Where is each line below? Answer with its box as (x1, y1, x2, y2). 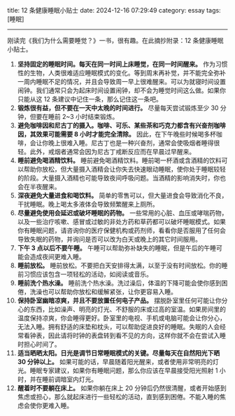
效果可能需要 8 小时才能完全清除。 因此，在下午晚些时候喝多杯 (36, 130, 217, 138)
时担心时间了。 (17, 340, 61, 348)
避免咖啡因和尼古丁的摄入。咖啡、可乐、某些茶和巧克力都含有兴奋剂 (17, 121, 214, 130)
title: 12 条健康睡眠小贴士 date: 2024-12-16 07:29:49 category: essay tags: (7, 6, 222, 14)
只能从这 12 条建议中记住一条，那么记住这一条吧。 (17, 95, 162, 103)
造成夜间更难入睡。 (29, 253, 85, 261)
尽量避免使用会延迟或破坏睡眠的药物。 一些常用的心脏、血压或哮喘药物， (17, 209, 228, 217)
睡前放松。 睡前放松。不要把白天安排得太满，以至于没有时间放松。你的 (17, 261, 222, 270)
